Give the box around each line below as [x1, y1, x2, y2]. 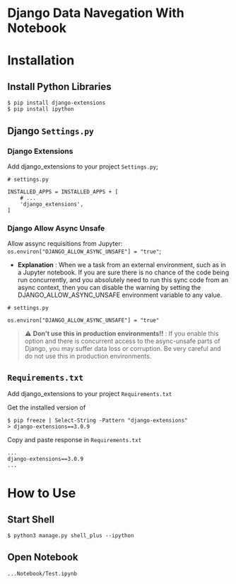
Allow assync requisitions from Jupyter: [7, 240, 123, 248]
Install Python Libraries [7, 80, 112, 93]
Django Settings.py [7, 125, 94, 137]
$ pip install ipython [7, 106, 74, 113]
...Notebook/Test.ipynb [7, 570, 78, 577]
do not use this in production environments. [24, 352, 152, 361]
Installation [7, 52, 75, 69]
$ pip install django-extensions [7, 99, 106, 107]
